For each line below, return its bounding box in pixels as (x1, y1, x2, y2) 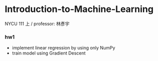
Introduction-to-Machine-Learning (5, 3, 154, 15)
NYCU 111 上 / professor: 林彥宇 (5, 20, 70, 26)
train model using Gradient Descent (12, 50, 86, 56)
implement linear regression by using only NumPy (12, 45, 115, 51)
